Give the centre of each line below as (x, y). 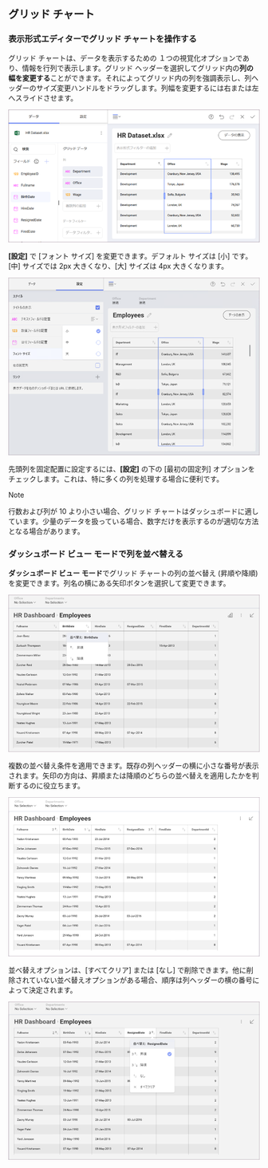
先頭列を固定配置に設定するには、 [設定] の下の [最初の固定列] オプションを (132, 469)
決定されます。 (53, 990)
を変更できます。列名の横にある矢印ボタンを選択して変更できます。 (119, 583)
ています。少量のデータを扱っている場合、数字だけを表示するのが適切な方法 (134, 522)
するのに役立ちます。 (50, 785)
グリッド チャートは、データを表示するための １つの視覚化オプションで (126, 57)
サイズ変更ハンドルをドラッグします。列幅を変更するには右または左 (147, 88)
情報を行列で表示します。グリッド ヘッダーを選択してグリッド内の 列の (138, 68)
